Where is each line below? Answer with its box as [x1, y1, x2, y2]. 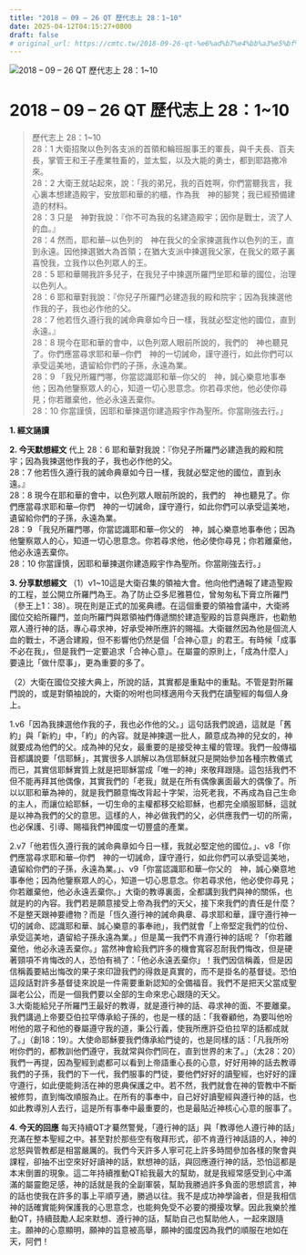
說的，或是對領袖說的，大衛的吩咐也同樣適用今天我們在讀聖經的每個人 [16, 688, 280, 699]
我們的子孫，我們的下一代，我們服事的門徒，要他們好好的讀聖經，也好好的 [9, 1068, 289, 1080]
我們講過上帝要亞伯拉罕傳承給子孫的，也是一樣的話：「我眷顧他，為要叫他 [9, 1012, 285, 1023]
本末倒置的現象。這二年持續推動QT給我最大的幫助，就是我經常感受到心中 [9, 1168, 284, 1178]
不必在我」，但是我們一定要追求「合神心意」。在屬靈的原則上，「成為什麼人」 [9, 646, 293, 657]
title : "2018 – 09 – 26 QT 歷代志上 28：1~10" [9, 13, 182, 23]
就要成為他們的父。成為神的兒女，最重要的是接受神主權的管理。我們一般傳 [9, 742, 289, 753]
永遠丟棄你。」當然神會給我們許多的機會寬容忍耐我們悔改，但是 [48, 943, 285, 954]
